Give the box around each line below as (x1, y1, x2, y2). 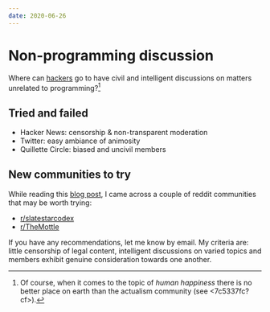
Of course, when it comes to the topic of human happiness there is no (19, 277, 252, 287)
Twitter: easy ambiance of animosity (19, 136, 141, 146)
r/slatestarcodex (19, 213, 75, 223)
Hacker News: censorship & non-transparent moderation (19, 128, 208, 138)
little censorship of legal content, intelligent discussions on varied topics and (8, 246, 262, 256)
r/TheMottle (19, 222, 59, 232)
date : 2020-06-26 (8, 11, 67, 20)
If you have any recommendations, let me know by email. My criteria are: (8, 237, 249, 247)
